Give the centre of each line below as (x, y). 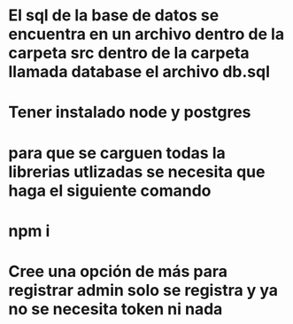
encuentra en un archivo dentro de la (146, 34)
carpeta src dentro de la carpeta (129, 53)
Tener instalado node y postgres (130, 112)
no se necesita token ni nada (116, 309)
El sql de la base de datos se (114, 15)
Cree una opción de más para (118, 271)
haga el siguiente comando (110, 190)
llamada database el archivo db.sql (139, 72)
